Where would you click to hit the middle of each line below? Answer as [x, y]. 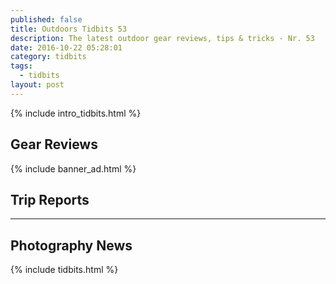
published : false [46, 19]
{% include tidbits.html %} [64, 270]
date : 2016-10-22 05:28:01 [66, 47]
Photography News [71, 245]
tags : [21, 66]
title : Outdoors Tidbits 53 [69, 29]
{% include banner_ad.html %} [73, 168]
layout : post [37, 85]
